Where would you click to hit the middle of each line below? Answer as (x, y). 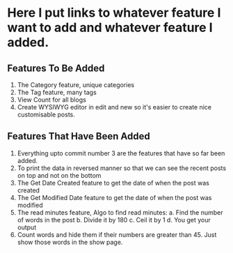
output (27, 227)
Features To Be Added (56, 68)
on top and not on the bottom (59, 175)
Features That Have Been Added (79, 136)
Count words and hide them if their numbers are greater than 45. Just (117, 234)
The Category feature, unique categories (75, 85)
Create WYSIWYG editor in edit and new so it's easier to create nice (114, 107)
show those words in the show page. (70, 242)
